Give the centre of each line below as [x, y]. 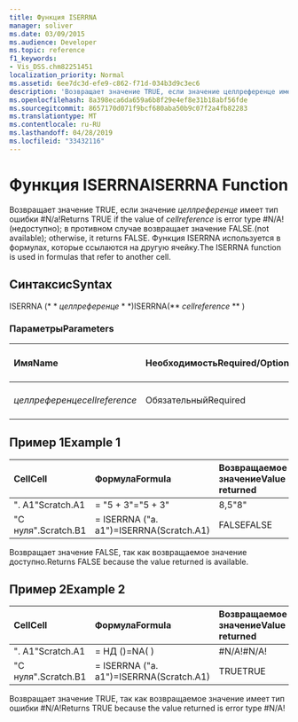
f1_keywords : [33, 59]
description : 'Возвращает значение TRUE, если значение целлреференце [142, 91]
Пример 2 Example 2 [67, 589]
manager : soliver [41, 26]
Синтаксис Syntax [61, 285]
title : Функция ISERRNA [53, 17]
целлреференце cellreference [75, 400]
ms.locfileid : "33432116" [57, 141]
